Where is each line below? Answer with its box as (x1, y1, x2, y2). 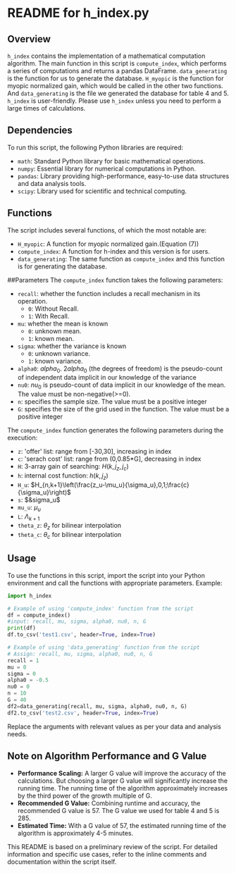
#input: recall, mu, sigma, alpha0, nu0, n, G (7, 618, 147, 625)
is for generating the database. (17, 262, 108, 271)
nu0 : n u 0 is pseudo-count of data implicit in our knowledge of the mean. (17, 380, 226, 391)
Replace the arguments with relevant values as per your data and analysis (7, 722, 222, 731)
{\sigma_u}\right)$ (17, 488, 72, 496)
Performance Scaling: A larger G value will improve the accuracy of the (17, 769, 227, 777)
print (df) (7, 625, 37, 632)
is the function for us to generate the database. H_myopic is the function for (7, 74, 224, 82)
